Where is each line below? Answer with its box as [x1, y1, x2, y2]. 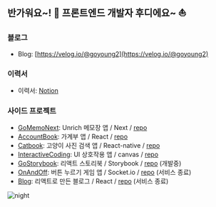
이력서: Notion [17, 86, 59, 95]
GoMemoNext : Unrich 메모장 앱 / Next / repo [17, 123, 148, 132]
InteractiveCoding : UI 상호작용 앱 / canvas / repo [17, 150, 159, 159]
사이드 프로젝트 [7, 106, 57, 116]
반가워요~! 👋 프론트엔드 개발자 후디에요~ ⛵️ [7, 7, 187, 19]
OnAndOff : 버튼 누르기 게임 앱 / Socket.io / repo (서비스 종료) [17, 168, 192, 177]
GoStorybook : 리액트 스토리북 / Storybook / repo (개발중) [17, 159, 182, 168]
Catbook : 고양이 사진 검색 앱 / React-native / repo [17, 141, 160, 150]
